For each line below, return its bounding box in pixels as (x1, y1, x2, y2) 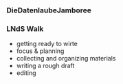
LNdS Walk (6, 23, 44, 33)
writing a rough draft (16, 61, 75, 70)
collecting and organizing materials (16, 54, 116, 63)
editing (16, 69, 36, 77)
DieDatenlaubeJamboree (6, 6, 92, 15)
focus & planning (16, 47, 65, 55)
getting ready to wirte (16, 40, 78, 48)
